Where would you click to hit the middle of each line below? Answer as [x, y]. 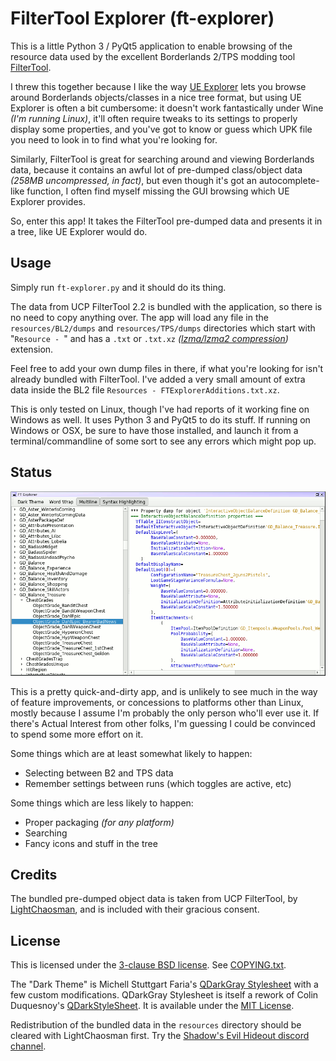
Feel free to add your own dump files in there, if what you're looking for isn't [167, 368]
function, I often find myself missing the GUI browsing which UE [158, 191]
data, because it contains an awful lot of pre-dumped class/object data [156, 169]
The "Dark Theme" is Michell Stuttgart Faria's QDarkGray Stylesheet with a [164, 984]
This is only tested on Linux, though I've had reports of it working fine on [160, 409]
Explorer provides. [48, 201]
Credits [34, 874]
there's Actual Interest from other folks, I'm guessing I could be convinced [163, 723]
